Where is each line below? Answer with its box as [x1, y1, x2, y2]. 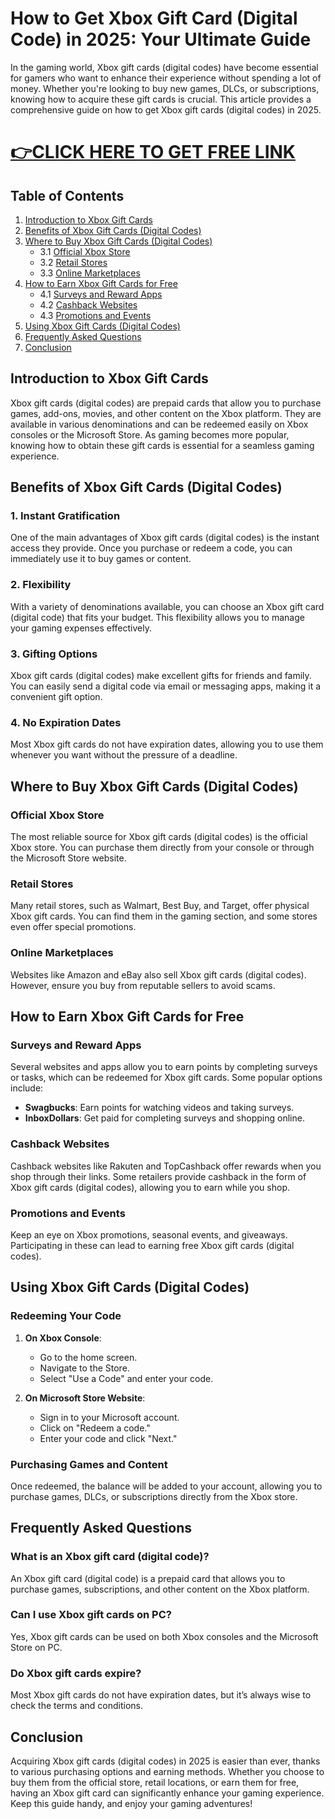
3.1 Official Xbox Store [39, 245, 131, 257]
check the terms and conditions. [10, 1700, 144, 1712]
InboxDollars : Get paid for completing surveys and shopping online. [24, 1112, 305, 1124]
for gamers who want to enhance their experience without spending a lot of [10, 72, 322, 84]
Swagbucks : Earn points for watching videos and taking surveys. [24, 1102, 295, 1114]
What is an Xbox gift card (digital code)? [10, 1550, 210, 1564]
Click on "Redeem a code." [39, 1422, 151, 1434]
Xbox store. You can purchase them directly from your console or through [10, 842, 315, 854]
